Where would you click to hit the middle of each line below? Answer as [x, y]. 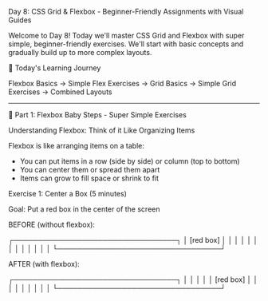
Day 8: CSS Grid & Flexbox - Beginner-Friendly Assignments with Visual [126, 12]
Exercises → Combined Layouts [60, 92]
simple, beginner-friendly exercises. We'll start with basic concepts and [126, 44]
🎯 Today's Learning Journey [55, 68]
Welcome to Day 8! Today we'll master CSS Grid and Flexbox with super [126, 36]
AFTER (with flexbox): [44, 264]
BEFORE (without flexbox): [52, 224]
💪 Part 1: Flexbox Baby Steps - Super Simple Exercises [98, 115]
